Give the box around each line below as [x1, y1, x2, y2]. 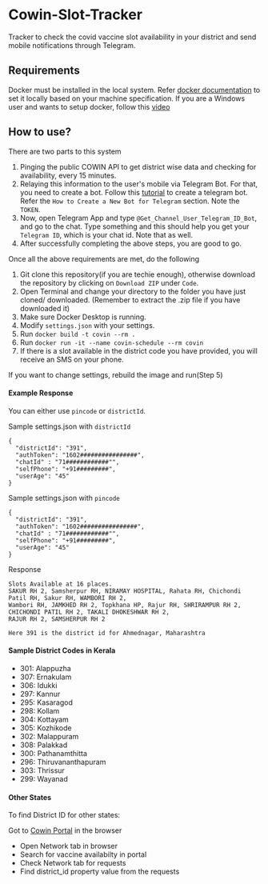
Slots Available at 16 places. [8, 580, 113, 588]
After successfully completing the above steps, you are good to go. [19, 238, 242, 248]
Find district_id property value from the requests [19, 866, 180, 877]
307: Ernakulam [19, 672, 72, 682]
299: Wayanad [19, 774, 68, 783]
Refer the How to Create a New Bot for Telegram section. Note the [19, 196, 240, 206]
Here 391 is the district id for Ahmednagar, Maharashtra [8, 629, 206, 637]
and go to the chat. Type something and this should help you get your [19, 222, 250, 231]
